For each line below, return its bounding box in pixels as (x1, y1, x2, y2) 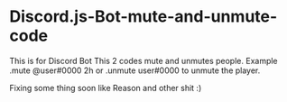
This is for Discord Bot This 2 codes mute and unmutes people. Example (9, 55, 278, 66)
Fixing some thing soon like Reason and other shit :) (9, 82, 202, 93)
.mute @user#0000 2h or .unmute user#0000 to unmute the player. (9, 65, 261, 76)
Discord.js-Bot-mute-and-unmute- (9, 6, 278, 27)
